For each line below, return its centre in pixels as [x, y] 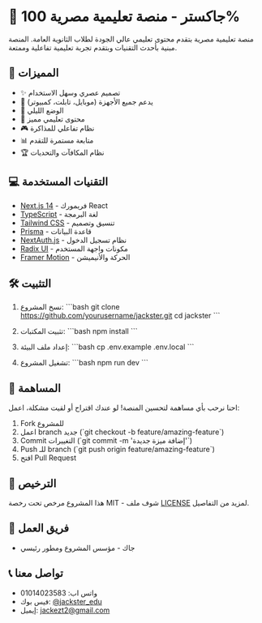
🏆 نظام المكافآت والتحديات [62, 152]
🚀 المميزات [34, 73]
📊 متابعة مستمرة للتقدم [57, 140]
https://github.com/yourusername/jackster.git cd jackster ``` [120, 316]
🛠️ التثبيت [30, 283]
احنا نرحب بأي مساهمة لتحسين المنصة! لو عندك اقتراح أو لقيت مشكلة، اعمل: [124, 408]
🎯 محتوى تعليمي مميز [52, 119]
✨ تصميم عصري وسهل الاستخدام [70, 92]
